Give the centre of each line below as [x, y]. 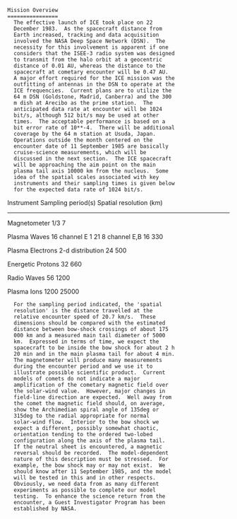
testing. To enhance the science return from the [90, 496]
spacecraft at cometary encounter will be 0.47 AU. [91, 72]
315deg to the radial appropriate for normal [82, 416]
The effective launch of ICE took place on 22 [83, 23]
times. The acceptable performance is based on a [90, 122]
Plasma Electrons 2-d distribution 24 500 [67, 250]
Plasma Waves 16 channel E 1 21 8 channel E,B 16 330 [85, 237]
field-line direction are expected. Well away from [93, 397]
